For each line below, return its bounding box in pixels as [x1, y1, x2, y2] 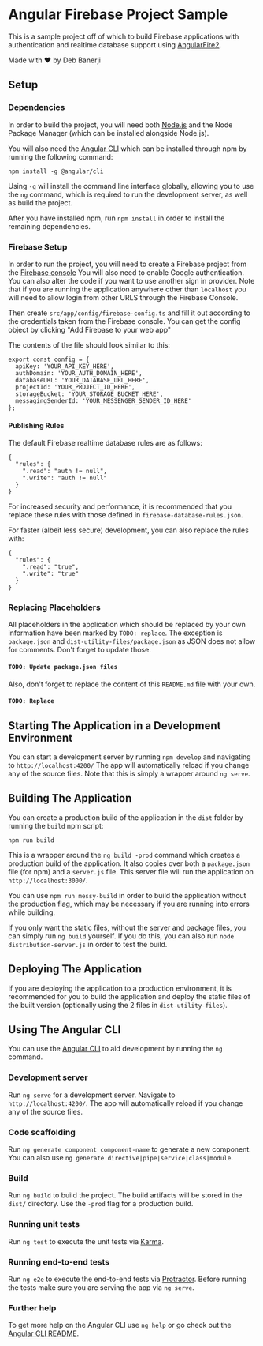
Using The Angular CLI [8, 1023, 121, 1036]
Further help [8, 1302, 57, 1313]
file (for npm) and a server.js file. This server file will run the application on [8, 867, 254, 876]
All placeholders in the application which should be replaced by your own [8, 620, 246, 630]
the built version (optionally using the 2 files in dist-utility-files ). [8, 1000, 228, 1009]
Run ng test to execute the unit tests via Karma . [8, 1236, 164, 1246]
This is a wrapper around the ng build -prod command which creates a [8, 850, 241, 859]
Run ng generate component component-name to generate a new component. [8, 1145, 252, 1154]
